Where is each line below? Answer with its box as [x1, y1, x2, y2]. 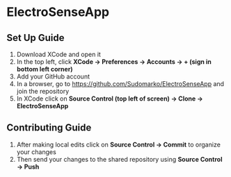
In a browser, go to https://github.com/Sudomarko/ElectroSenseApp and [16, 80, 224, 87]
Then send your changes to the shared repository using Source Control [16, 155, 223, 163]
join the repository [16, 87, 70, 95]
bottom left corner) [16, 65, 74, 73]
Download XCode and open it [16, 50, 102, 58]
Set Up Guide [6, 32, 65, 44]
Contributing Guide [6, 122, 92, 134]
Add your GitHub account [16, 72, 90, 81]
